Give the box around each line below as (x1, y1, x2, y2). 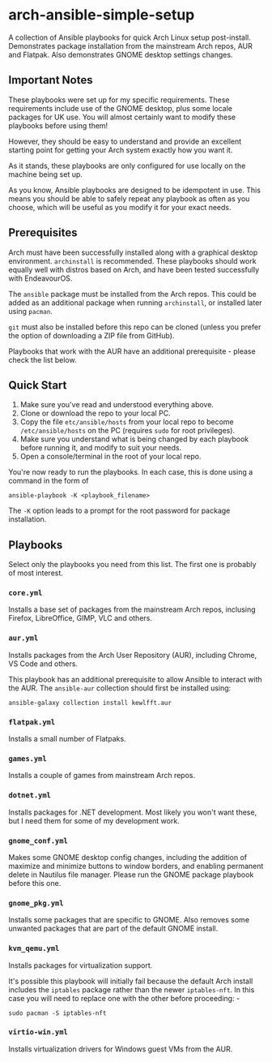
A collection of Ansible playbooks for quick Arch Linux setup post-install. (8, 32, 251, 42)
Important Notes (8, 73, 93, 87)
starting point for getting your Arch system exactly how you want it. (8, 144, 233, 155)
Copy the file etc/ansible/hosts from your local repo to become (19, 417, 235, 427)
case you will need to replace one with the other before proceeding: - (8, 993, 240, 1003)
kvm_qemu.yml (8, 944, 60, 953)
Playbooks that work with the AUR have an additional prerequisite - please (8, 346, 257, 356)
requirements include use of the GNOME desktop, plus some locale (8, 103, 233, 113)
